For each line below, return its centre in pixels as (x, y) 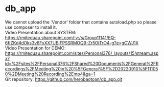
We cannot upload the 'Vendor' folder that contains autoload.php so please (81, 22)
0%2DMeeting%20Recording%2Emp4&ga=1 (50, 74)
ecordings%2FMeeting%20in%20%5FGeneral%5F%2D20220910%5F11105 (82, 68)
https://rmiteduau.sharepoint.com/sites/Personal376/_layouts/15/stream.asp (82, 53)
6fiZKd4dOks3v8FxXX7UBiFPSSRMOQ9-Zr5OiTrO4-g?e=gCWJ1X (72, 43)
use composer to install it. (31, 27)
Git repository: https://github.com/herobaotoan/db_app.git (64, 79)
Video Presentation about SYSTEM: (41, 32)
